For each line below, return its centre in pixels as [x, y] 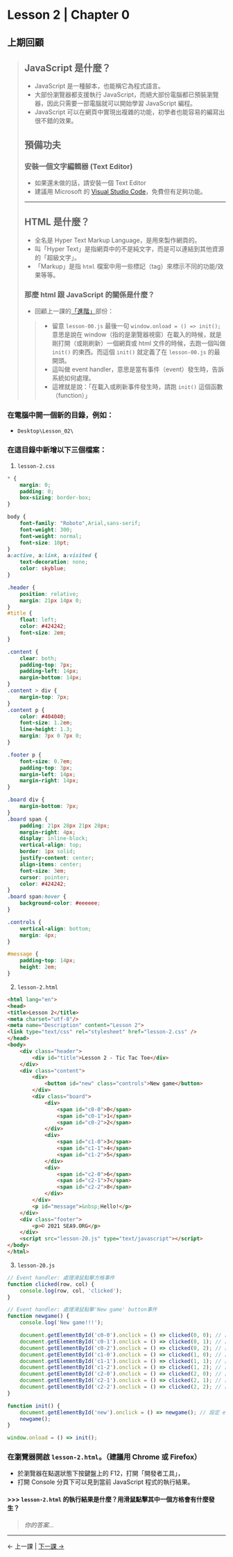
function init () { [34, 1406]
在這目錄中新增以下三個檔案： [57, 450]
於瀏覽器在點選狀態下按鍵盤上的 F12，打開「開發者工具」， [101, 1474]
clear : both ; [38, 658]
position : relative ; [49, 594]
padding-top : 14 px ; [48, 961]
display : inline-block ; [54, 839]
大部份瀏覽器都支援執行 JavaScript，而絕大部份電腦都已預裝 [120, 95]
